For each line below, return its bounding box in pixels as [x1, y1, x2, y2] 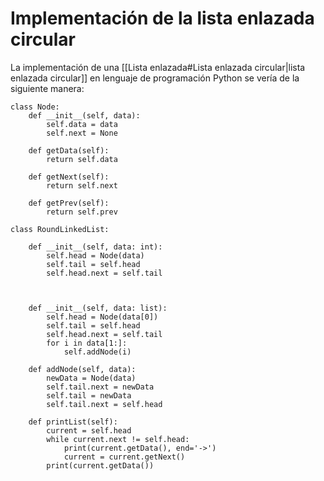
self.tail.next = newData [46, 382, 155, 392]
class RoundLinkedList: [10, 224, 110, 234]
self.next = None [46, 128, 118, 138]
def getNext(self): [28, 172, 110, 182]
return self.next [46, 180, 118, 191]
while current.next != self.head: [46, 434, 190, 444]
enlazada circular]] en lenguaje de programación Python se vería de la [10, 72, 300, 84]
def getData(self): [28, 145, 110, 156]
